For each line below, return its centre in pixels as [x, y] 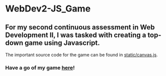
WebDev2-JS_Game [48, 9]
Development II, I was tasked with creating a [76, 35]
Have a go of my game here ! [40, 67]
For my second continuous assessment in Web [80, 27]
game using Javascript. [62, 43]
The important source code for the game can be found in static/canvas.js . [81, 55]
